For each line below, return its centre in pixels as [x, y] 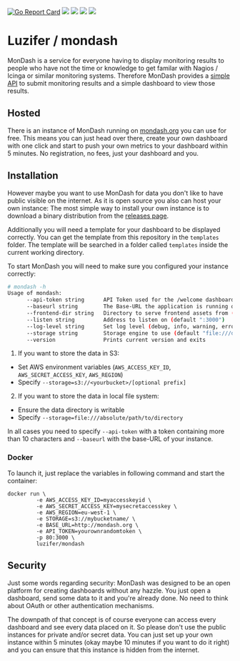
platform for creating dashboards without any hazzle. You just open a [109, 590]
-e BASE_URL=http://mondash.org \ [87, 525]
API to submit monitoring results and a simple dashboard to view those [111, 83]
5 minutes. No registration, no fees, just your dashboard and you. [103, 153]
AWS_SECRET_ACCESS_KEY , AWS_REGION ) [70, 375]
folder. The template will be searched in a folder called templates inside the [118, 244]
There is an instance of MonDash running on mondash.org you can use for [117, 130]
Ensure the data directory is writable [71, 410]
